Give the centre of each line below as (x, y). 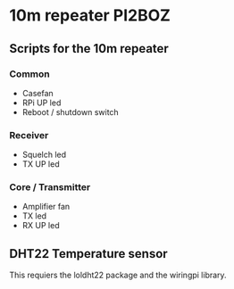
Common (30, 74)
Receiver (29, 135)
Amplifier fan (46, 207)
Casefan (38, 93)
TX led (34, 216)
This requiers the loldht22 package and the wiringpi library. (118, 275)
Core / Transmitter (50, 187)
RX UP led (41, 226)
